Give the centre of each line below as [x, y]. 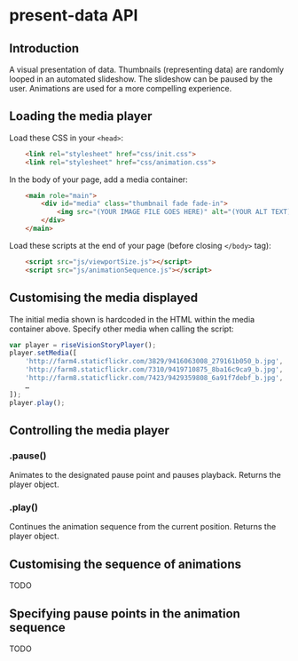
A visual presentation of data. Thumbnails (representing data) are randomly [147, 69]
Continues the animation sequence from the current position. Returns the [143, 527]
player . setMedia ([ [43, 353]
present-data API [74, 16]
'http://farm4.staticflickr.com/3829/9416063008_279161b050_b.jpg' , [154, 362]
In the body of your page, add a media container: [98, 179]
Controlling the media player [90, 430]
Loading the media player [81, 116]
